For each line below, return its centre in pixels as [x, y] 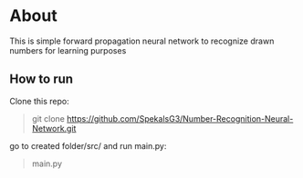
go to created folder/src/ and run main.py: [88, 145]
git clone [48, 118]
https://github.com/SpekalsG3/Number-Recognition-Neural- [180, 118]
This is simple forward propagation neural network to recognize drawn [142, 41]
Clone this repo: [40, 101]
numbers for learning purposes [68, 50]
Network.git [54, 128]
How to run [42, 79]
